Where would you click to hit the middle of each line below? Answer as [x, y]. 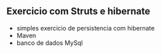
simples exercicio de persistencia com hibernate [85, 28]
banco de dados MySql [49, 43]
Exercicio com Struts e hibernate [78, 11]
